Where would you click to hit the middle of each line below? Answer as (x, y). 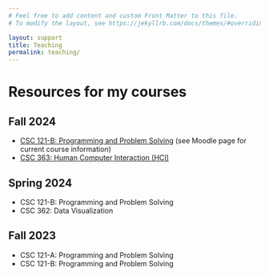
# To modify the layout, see (57, 23)
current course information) (66, 150)
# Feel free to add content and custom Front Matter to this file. (123, 16)
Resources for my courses (98, 92)
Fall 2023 (32, 236)
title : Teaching (35, 45)
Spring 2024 (40, 183)
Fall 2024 (32, 121)
